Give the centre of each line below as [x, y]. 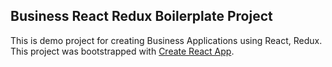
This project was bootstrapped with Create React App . [122, 51]
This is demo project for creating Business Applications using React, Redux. [166, 40]
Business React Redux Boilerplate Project [141, 16]
